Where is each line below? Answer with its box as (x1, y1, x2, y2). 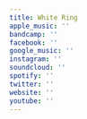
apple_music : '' (9, 21, 70, 30)
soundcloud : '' (9, 64, 66, 72)
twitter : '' (9, 80, 54, 89)
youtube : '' (9, 96, 54, 106)
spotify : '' (9, 72, 54, 81)
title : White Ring (9, 13, 78, 22)
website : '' (9, 88, 54, 97)
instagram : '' (9, 55, 63, 64)
